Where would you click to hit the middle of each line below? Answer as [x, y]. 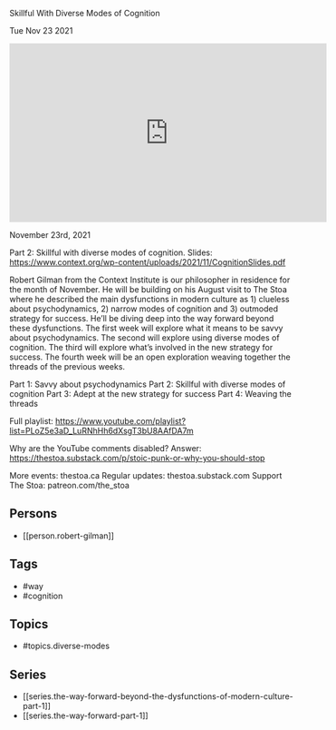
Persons [33, 513]
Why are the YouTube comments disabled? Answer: [106, 448]
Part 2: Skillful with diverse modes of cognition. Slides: [111, 252]
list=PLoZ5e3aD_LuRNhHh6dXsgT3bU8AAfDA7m [102, 431]
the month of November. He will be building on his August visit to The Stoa [148, 289]
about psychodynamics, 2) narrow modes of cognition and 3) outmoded [144, 309]
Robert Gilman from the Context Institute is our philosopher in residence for [150, 280]
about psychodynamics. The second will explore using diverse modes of [144, 338]
